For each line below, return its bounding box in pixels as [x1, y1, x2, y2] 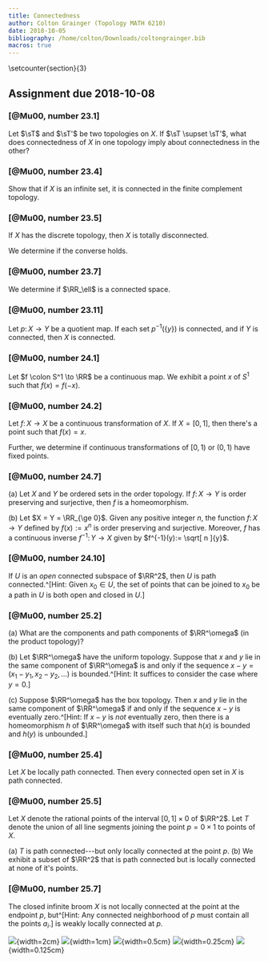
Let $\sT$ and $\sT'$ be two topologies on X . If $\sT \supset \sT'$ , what [8, 129, 246, 138]
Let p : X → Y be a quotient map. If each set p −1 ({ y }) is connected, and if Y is [8, 323, 258, 333]
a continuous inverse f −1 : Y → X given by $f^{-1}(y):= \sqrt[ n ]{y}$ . [8, 531, 230, 543]
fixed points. [8, 451, 50, 460]
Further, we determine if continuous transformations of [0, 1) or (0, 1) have [8, 442, 250, 452]
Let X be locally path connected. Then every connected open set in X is [8, 768, 244, 776]
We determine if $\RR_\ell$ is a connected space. [8, 284, 170, 294]
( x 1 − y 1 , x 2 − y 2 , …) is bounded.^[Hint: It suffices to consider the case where [8, 669, 258, 680]
